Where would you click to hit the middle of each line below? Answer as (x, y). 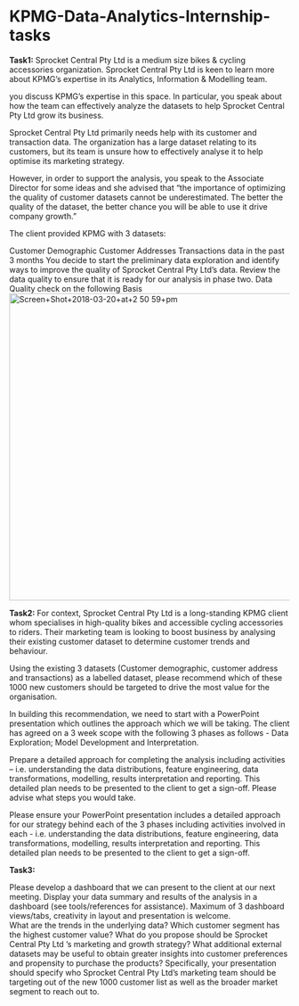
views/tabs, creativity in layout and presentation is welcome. (120, 915)
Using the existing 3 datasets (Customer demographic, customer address (144, 668)
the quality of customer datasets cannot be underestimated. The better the (146, 197)
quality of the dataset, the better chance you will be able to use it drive (139, 206)
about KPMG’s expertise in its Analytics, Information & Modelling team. (138, 78)
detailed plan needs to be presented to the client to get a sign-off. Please (143, 787)
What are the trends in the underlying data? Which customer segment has (145, 925)
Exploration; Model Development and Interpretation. (104, 742)
